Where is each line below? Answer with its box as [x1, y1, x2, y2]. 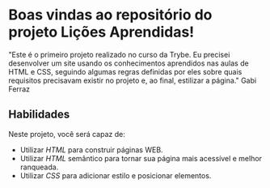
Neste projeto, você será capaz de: [8, 129, 125, 139]
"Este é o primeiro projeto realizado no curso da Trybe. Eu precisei [8, 49, 230, 59]
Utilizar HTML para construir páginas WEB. [19, 144, 163, 155]
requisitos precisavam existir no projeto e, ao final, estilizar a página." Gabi [8, 75, 257, 85]
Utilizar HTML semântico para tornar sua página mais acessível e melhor [19, 153, 263, 163]
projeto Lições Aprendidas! [8, 23, 195, 41]
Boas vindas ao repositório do [8, 6, 213, 24]
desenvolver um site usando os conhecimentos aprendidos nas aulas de [8, 58, 249, 68]
